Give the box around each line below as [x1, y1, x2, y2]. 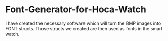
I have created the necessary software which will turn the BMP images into [5, 20, 161, 26]
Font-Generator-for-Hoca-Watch [5, 4, 147, 15]
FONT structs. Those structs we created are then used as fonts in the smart [5, 25, 163, 31]
